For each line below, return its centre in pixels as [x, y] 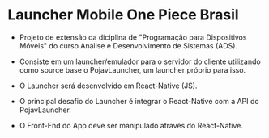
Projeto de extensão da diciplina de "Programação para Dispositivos [133, 37]
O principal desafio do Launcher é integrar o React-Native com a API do [139, 101]
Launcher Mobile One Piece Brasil [124, 15]
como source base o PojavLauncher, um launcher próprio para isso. [132, 69]
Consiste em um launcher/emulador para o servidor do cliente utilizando [140, 61]
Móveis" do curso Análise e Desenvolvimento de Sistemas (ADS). [128, 45]
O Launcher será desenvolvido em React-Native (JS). [108, 86]
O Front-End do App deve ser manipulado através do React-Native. [131, 125]
